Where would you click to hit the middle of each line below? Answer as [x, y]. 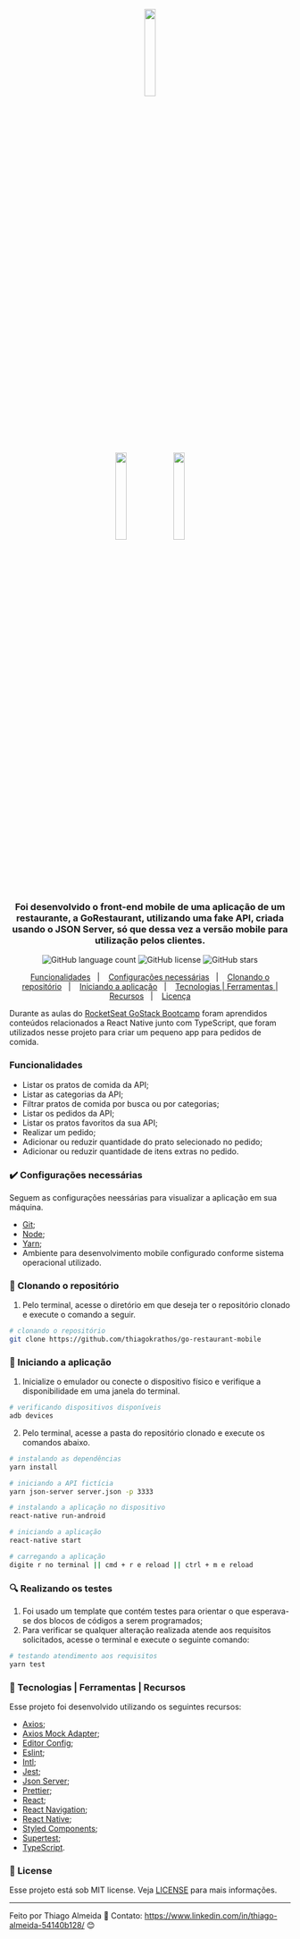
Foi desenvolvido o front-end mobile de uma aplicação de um [150, 906]
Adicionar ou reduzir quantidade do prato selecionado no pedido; [142, 1142]
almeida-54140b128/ [47, 1926]
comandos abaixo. [56, 1442]
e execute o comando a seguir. [79, 1315]
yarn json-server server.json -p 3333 [81, 1492]
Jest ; [32, 1772]
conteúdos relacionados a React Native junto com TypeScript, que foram [143, 1023]
